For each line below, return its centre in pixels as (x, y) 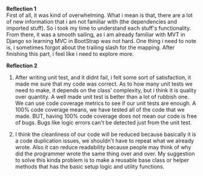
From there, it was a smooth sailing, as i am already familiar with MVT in (96, 35)
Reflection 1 (21, 9)
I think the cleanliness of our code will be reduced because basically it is (105, 134)
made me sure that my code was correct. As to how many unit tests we (104, 84)
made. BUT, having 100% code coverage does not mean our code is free (106, 116)
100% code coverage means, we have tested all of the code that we (100, 110)
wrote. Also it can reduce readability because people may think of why (103, 147)
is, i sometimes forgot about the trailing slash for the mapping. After (91, 47)
